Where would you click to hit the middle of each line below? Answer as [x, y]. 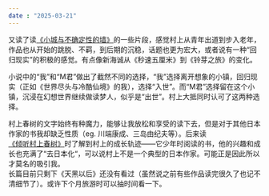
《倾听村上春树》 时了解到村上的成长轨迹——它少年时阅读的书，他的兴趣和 [131, 143]
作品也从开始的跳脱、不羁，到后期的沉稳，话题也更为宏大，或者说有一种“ [129, 50]
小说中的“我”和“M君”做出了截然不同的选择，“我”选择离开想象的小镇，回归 [129, 76]
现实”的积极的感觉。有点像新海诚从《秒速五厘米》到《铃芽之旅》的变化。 [136, 59]
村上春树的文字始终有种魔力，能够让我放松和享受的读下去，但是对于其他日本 [134, 123]
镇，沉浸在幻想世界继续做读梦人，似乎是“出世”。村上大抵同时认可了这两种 [131, 96]
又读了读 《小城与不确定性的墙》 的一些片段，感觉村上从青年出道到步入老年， [134, 39]
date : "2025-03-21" [43, 16]
